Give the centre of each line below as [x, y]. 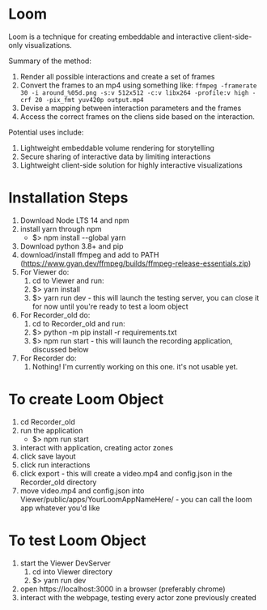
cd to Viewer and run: [68, 280]
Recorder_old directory [58, 482]
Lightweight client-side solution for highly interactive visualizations [131, 165]
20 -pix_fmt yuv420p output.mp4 [89, 100]
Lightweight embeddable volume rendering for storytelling [117, 147]
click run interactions [55, 465]
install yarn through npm [61, 228]
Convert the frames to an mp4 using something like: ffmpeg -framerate [138, 85]
